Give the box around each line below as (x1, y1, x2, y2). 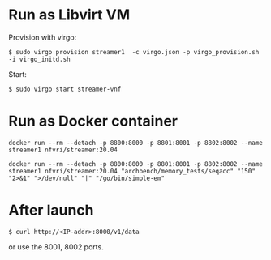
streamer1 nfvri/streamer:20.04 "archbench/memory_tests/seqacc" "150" (8, 167, 256, 175)
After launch (8, 201, 94, 220)
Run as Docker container (8, 112, 179, 130)
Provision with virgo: (8, 32, 77, 42)
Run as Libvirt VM (8, 6, 131, 24)
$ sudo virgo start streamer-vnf (8, 85, 122, 93)
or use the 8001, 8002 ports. (8, 241, 104, 252)
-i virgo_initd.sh (8, 55, 71, 63)
